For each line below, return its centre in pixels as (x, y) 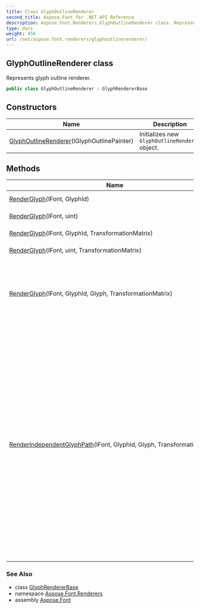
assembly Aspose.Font (43, 599)
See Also (19, 574)
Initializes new (159, 134)
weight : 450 (21, 34)
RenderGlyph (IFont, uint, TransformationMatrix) (75, 251)
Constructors (32, 107)
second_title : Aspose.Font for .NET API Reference (70, 17)
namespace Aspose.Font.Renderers (59, 594)
